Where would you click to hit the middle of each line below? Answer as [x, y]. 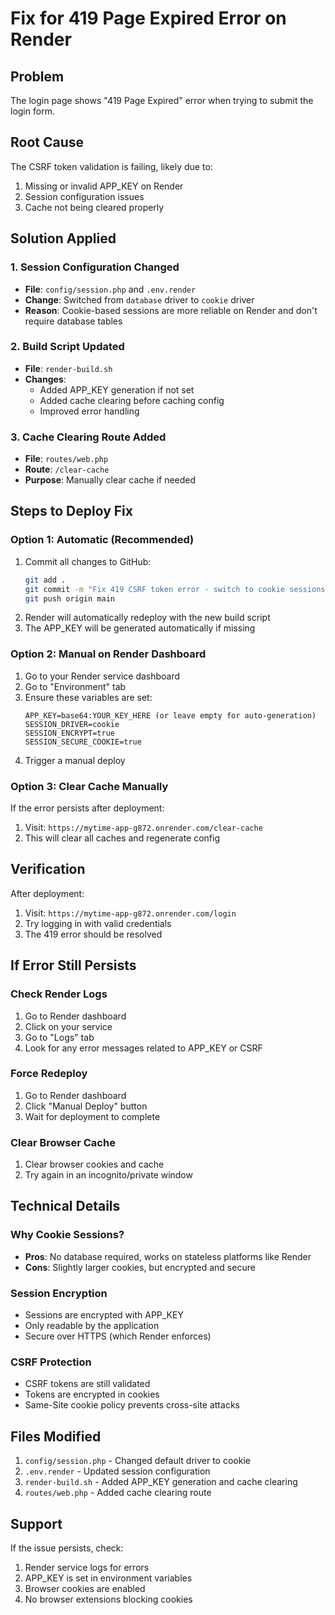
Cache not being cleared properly [94, 207]
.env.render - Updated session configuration [117, 1471]
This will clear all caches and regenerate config [122, 838]
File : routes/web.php [66, 459]
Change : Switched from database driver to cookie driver [139, 299]
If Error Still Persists [73, 965]
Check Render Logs [59, 994]
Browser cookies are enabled [85, 1588]
